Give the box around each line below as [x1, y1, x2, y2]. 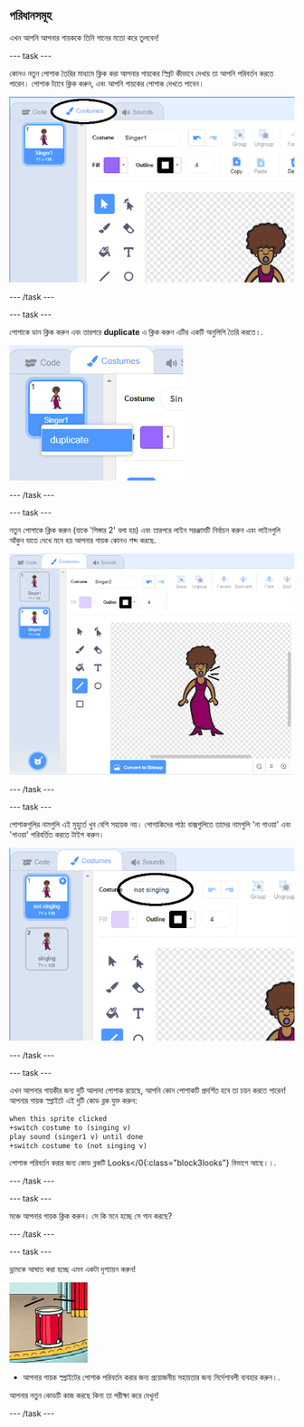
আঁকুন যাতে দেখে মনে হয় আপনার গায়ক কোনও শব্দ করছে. [9, 534, 157, 545]
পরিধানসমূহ [9, 8, 52, 24]
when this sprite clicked [9, 1115, 107, 1124]
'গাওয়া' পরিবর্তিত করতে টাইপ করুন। [9, 828, 105, 839]
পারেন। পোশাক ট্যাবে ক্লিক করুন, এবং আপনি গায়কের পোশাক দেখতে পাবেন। [9, 78, 205, 89]
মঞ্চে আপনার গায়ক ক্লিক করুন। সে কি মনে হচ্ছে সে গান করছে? [9, 1211, 173, 1221]
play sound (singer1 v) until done [9, 1133, 144, 1142]
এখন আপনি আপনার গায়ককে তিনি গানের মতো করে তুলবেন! [9, 32, 160, 43]
